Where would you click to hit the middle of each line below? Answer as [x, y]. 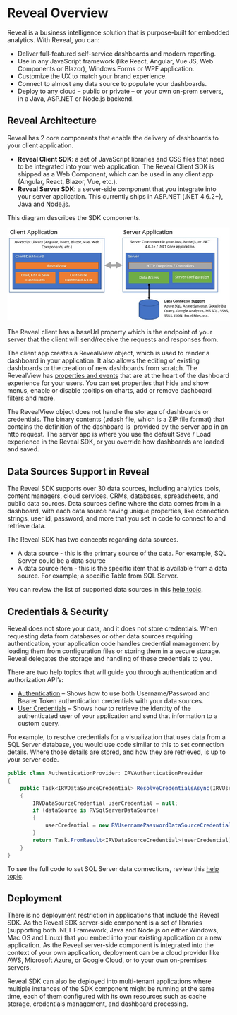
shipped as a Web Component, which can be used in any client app [115, 174]
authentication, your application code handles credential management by [114, 644]
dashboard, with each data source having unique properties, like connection [118, 511]
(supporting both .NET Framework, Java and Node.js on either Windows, [113, 930]
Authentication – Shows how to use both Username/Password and [114, 693]
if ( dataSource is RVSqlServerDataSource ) [96, 810]
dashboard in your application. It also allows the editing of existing [103, 360]
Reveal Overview [58, 13]
